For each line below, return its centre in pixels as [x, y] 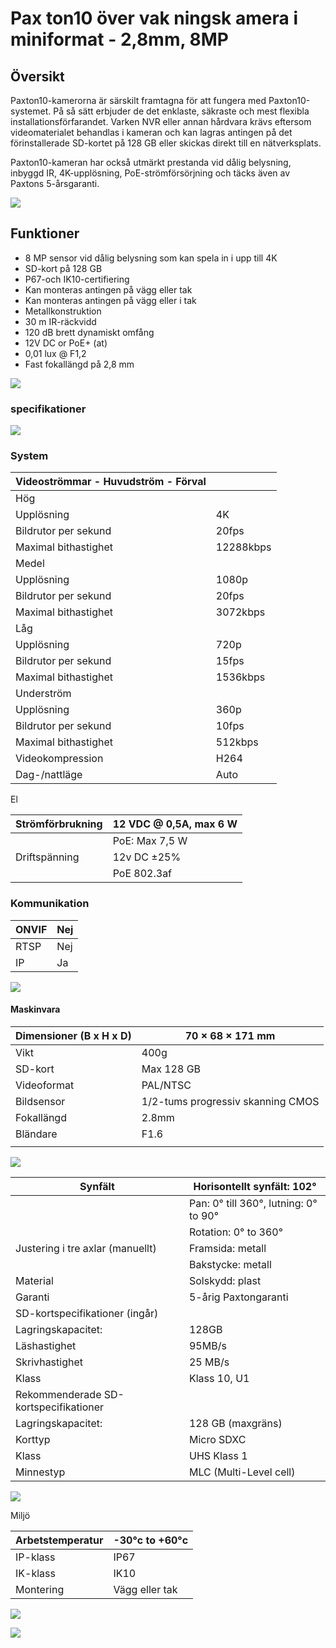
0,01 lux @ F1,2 [55, 353]
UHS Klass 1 [218, 1455]
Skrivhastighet [49, 1362]
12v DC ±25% [147, 857]
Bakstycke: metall [230, 1264]
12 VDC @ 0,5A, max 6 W [175, 824]
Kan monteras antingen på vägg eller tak [108, 289]
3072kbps [240, 612]
